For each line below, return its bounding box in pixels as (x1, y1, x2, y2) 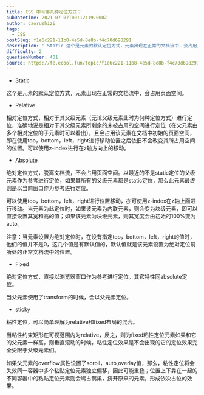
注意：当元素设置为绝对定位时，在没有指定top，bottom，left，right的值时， (6, 232, 195, 240)
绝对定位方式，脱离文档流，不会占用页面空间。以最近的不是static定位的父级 (6, 169, 195, 177)
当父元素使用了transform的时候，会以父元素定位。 (6, 293, 132, 301)
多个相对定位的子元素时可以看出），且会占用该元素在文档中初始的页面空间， (6, 129, 195, 136)
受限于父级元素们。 (11, 346, 59, 354)
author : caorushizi (6, 20, 56, 26)
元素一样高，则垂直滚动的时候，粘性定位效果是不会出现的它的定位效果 (16, 338, 192, 346)
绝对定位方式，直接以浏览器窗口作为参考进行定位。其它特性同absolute (6, 273, 182, 280)
